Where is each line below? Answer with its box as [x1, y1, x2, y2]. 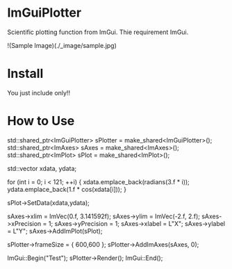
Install [7, 66, 44, 81]
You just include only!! [7, 88, 71, 97]
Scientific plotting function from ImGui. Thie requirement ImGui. [7, 28, 189, 36]
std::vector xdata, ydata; [7, 164, 77, 172]
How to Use [7, 113, 75, 129]
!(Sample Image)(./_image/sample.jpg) [7, 41, 117, 49]
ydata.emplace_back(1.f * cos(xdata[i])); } [7, 185, 127, 193]
